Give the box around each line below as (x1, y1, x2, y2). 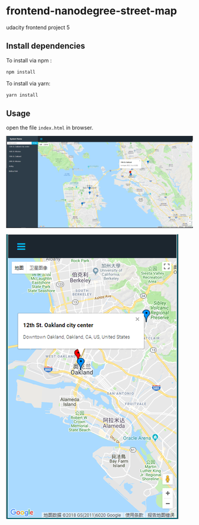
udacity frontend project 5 (6, 24, 70, 31)
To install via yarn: (6, 80, 51, 87)
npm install (6, 69, 36, 75)
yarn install (6, 92, 38, 98)
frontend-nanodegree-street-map (6, 4, 178, 18)
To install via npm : (6, 56, 52, 64)
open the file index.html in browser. (6, 124, 94, 131)
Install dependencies (6, 41, 85, 51)
